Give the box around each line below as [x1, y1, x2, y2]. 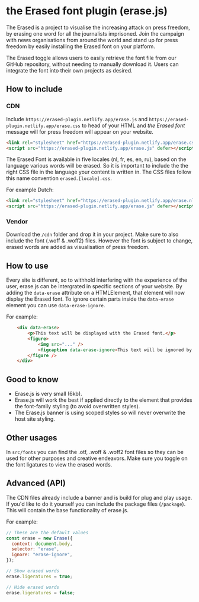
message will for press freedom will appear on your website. [6, 128, 154, 135]
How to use [6, 260, 49, 271]
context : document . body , [11, 541, 73, 547]
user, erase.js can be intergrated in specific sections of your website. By [6, 283, 182, 290]
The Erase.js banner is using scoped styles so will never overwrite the [14, 409, 185, 417]
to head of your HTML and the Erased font [82, 122, 185, 129]
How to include [6, 84, 63, 94]
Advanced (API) [6, 478, 66, 488]
